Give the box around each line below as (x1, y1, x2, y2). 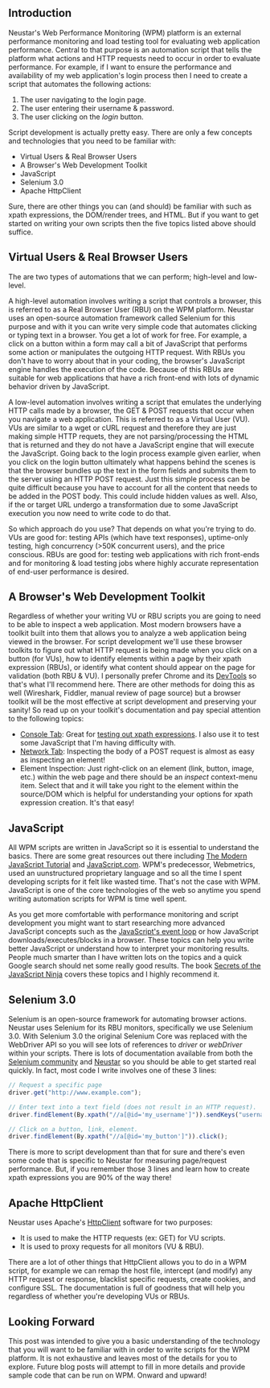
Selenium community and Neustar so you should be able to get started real (8, 1057, 257, 1067)
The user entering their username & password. (19, 103, 174, 113)
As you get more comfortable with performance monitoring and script (8, 910, 239, 919)
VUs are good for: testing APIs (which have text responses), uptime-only (8, 532, 249, 542)
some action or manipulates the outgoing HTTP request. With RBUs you (8, 347, 245, 357)
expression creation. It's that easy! (19, 798, 135, 808)
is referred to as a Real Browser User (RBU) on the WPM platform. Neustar (8, 304, 255, 314)
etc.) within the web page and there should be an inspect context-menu (19, 772, 258, 782)
